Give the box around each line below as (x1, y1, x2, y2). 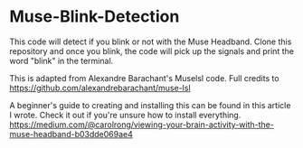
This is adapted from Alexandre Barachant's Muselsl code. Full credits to (9, 72, 279, 83)
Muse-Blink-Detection (9, 6, 180, 27)
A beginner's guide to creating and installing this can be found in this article (9, 99, 291, 110)
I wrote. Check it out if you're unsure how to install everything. (9, 109, 241, 120)
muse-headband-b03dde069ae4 (9, 128, 134, 139)
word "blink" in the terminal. (9, 55, 114, 66)
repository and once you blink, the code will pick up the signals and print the (9, 45, 294, 56)
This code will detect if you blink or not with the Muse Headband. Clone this (9, 36, 292, 47)
